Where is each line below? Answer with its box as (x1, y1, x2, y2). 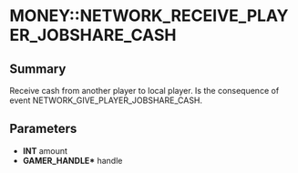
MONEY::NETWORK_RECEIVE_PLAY (9, 5, 289, 26)
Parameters (9, 121, 77, 137)
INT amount (22, 145, 68, 156)
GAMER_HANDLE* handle (22, 155, 123, 166)
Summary (9, 61, 67, 76)
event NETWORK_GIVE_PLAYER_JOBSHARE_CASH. (9, 95, 203, 106)
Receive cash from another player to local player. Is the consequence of (9, 86, 280, 96)
